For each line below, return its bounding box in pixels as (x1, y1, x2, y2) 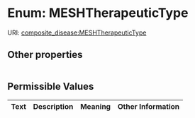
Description (33, 101, 74, 111)
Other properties (7, 49, 83, 61)
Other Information (117, 101, 180, 111)
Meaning (80, 101, 111, 111)
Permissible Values (7, 81, 94, 93)
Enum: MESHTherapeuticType (7, 5, 189, 21)
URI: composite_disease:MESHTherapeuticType (7, 28, 147, 37)
